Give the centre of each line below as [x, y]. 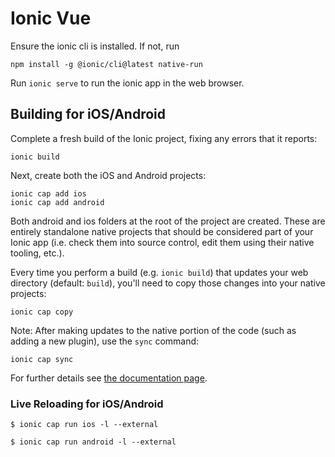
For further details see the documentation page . [109, 378]
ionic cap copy [42, 312]
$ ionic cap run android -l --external [93, 442]
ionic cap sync [42, 359]
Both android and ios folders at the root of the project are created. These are [168, 221]
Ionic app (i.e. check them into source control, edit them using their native [162, 242]
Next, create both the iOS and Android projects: [108, 175]
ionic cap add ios [48, 193]
